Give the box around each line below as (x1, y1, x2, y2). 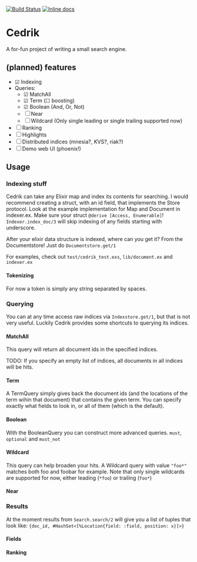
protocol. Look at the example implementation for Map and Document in (6, 206, 181, 213)
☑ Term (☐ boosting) (23, 97, 75, 104)
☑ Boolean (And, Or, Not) (23, 103, 85, 110)
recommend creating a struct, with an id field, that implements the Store (6, 199, 181, 206)
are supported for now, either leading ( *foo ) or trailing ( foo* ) (6, 474, 152, 481)
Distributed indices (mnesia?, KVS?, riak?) (22, 138, 123, 145)
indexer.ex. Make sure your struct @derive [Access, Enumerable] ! (6, 212, 164, 219)
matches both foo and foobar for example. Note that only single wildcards (6, 468, 185, 475)
